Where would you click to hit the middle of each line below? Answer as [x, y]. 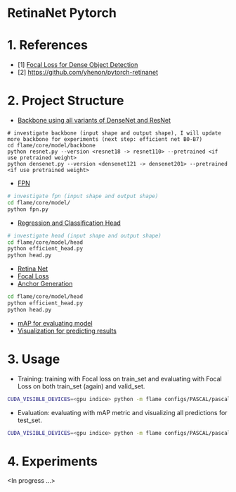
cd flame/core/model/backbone [52, 146]
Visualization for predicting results [67, 331]
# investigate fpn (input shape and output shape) [83, 196]
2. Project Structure [66, 101]
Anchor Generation [45, 284]
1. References [47, 45]
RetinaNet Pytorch [62, 13]
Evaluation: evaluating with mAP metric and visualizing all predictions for [122, 412]
